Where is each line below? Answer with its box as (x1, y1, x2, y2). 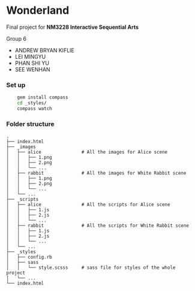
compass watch (17, 106, 52, 112)
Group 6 (6, 35, 27, 42)
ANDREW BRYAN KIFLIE (14, 46, 75, 54)
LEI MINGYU (14, 53, 46, 60)
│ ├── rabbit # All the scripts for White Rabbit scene (6, 223, 189, 229)
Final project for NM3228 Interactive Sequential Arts (6, 23, 139, 31)
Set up (6, 80, 26, 89)
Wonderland (6, 4, 70, 17)
